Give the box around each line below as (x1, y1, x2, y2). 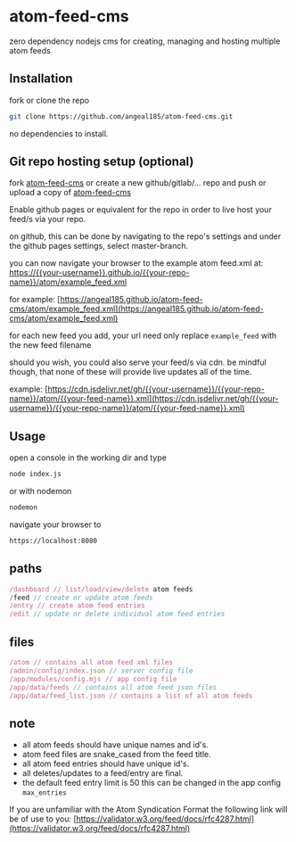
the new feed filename (9, 340, 92, 351)
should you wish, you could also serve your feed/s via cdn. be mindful (9, 357, 267, 367)
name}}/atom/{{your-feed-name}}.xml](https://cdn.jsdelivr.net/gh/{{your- (9, 393, 279, 404)
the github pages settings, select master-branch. (9, 241, 189, 252)
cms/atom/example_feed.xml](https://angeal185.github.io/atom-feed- (9, 303, 265, 314)
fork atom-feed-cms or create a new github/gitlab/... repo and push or (9, 177, 267, 188)
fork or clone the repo (9, 95, 90, 105)
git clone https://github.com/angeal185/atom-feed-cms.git (9, 111, 234, 121)
